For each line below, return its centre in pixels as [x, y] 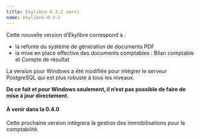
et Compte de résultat [42, 59]
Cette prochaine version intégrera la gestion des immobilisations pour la [96, 123]
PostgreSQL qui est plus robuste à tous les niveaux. [70, 77]
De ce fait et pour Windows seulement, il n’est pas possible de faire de [96, 89]
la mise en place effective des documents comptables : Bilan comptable [105, 53]
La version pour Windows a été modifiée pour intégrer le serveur [87, 71]
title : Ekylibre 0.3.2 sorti [43, 12]
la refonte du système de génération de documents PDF [85, 47]
